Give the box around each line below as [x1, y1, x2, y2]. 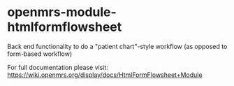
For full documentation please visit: [7, 63, 108, 71]
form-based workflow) [7, 50, 73, 58]
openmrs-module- [7, 4, 117, 20]
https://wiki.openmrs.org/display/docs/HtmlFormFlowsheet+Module [7, 71, 203, 79]
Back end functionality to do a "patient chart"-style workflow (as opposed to [7, 42, 228, 50]
